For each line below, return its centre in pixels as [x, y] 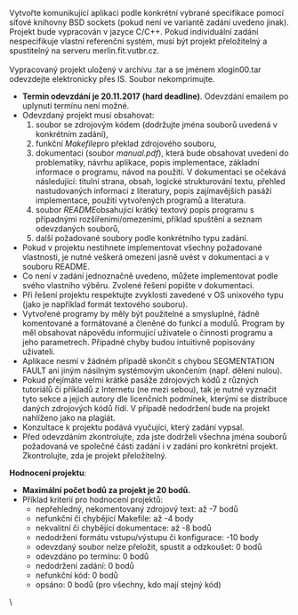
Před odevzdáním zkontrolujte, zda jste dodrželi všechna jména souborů [154, 437]
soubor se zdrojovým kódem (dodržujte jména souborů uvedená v [156, 125]
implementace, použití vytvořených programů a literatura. [141, 200]
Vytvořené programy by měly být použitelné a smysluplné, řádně [141, 314]
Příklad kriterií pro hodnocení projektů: [92, 499]
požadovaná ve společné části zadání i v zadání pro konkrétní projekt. [150, 446]
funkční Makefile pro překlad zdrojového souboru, [126, 143]
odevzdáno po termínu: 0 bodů [92, 556]
